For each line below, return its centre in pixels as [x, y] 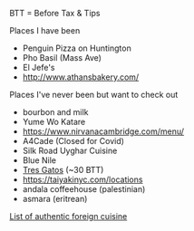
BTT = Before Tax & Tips [55, 13]
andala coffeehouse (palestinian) [84, 189]
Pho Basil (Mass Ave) [62, 58]
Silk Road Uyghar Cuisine [70, 150]
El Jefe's [39, 67]
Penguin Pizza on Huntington [77, 48]
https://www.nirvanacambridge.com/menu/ [103, 131]
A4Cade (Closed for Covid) [73, 141]
